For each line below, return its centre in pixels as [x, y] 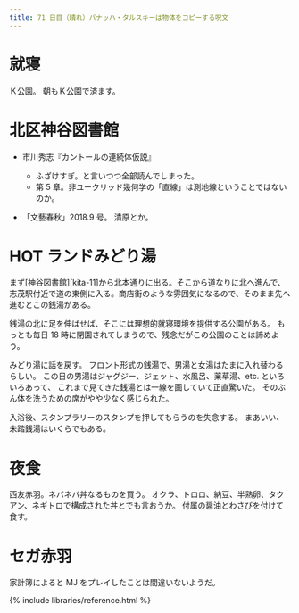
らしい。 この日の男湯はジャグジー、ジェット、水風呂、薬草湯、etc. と [139, 377]
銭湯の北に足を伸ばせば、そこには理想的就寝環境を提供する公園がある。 [142, 324]
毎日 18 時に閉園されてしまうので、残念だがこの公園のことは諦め [152, 335]
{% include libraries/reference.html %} [80, 601]
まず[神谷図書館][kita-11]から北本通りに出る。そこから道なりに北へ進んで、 [147, 283]
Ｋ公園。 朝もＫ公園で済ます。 [65, 91]
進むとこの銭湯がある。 [52, 305]
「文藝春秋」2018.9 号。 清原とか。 [87, 217]
